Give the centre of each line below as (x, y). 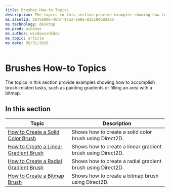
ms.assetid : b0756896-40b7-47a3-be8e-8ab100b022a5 (60, 19)
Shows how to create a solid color (112, 132)
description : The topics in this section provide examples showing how (82, 15)
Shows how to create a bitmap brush (115, 176)
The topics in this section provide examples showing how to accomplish (80, 82)
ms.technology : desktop (30, 24)
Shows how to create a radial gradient (117, 161)
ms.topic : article (25, 39)
